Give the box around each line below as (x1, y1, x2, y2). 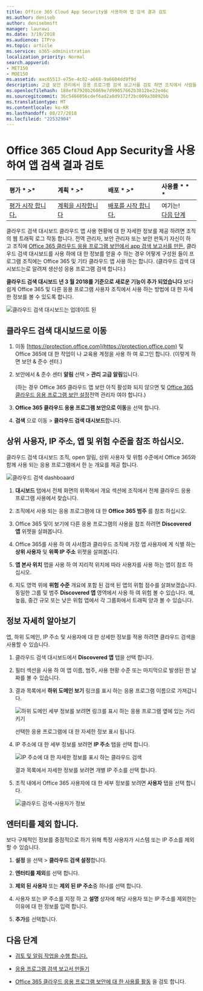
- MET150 (6, 65, 28, 71)
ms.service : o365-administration (6, 48, 91, 54)
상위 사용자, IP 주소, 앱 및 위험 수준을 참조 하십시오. (6, 436, 184, 447)
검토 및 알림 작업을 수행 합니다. (14, 952, 88, 960)
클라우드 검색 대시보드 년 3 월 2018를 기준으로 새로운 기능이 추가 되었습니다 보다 (6, 278, 194, 285)
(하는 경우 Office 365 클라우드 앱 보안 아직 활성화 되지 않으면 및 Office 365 (14, 384, 193, 390)
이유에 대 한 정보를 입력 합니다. (14, 903, 88, 910)
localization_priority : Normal (6, 54, 85, 60)
